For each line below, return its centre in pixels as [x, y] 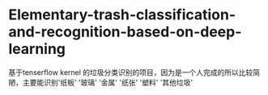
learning [37, 49]
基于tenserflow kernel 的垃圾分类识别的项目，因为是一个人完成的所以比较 [131, 72]
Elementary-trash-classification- [122, 15]
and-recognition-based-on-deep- [125, 32]
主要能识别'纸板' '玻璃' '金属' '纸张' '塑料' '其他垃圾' [108, 82]
